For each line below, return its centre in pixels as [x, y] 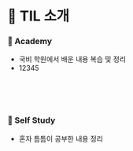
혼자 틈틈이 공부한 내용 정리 [61, 138]
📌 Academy [30, 42]
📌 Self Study [31, 120]
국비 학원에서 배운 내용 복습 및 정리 [72, 59]
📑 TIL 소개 [39, 16]
